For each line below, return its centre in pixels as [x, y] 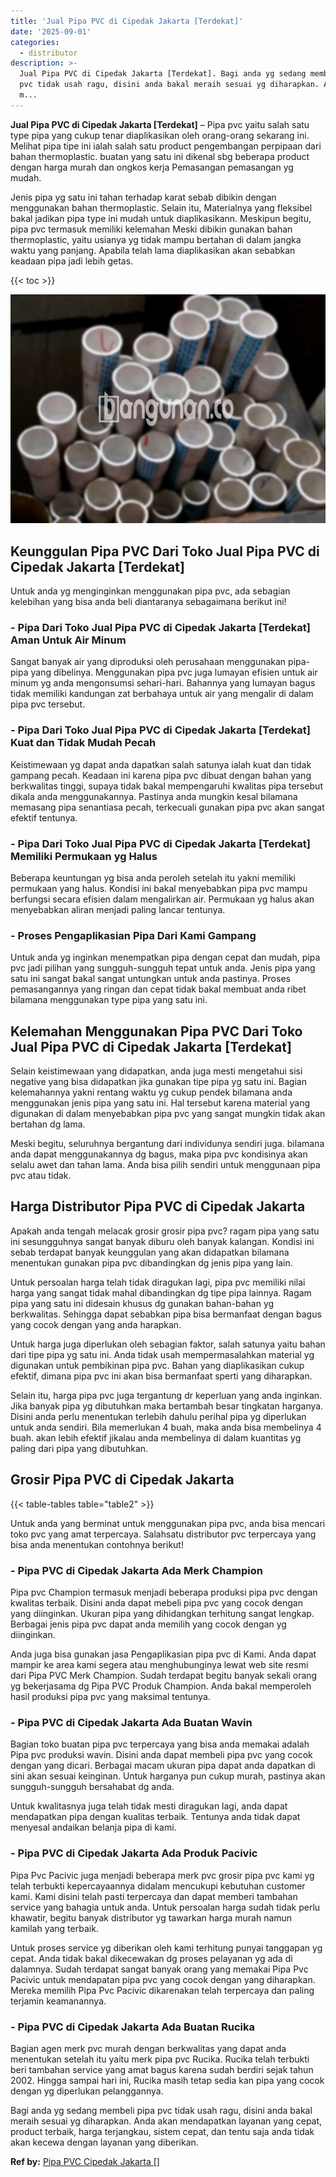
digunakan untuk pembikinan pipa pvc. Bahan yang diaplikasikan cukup [157, 1365]
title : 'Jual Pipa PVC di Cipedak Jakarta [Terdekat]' [127, 21]
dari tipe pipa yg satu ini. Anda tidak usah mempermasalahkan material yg [162, 1354]
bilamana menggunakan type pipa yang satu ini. [109, 1000]
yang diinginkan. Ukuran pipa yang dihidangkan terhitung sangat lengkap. [162, 1614]
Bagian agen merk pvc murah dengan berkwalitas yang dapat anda [148, 2048]
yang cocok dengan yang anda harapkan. [96, 1324]
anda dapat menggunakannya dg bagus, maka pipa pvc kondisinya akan [159, 1154]
